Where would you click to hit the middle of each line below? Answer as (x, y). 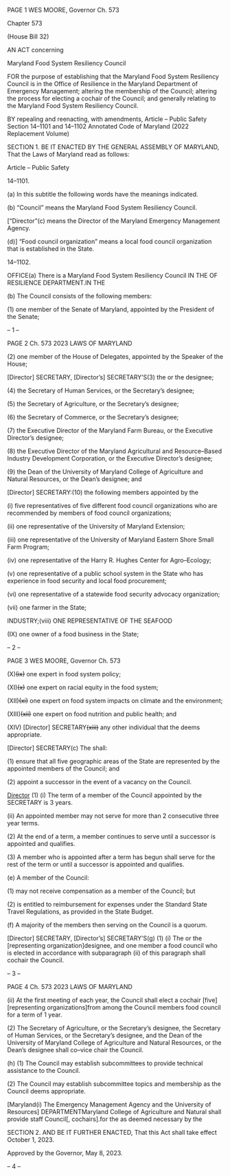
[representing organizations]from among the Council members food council (114, 1007)
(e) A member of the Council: (48, 878)
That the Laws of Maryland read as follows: (68, 154)
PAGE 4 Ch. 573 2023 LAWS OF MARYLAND (70, 987)
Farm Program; (28, 547)
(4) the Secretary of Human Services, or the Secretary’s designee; (101, 390)
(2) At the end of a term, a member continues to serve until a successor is (112, 836)
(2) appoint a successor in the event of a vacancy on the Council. (100, 782)
